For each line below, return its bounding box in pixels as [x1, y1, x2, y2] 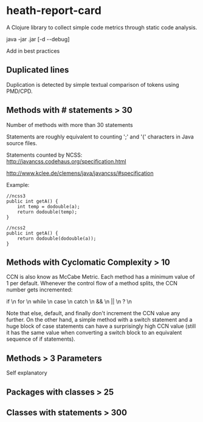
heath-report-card [6, 4, 101, 18]
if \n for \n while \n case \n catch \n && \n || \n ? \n [6, 298, 132, 305]
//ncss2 [6, 225, 26, 231]
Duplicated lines [6, 65, 69, 75]
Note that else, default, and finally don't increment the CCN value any [6, 310, 181, 317]
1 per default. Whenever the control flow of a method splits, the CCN [6, 280, 177, 287]
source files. [6, 139, 38, 146]
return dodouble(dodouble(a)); [17, 235, 97, 242]
